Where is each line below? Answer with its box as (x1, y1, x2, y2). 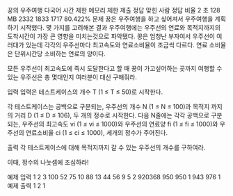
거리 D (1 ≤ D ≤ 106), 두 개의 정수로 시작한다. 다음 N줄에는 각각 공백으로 (14, 111, 210, 120)
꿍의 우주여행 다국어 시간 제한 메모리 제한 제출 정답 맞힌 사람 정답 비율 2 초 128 (7, 6, 220, 14)
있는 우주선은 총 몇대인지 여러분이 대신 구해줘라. (7, 73, 138, 81)
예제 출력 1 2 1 (7, 181, 46, 190)
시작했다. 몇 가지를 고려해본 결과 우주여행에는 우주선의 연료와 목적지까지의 (19, 24, 221, 31)
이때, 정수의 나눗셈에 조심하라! (7, 158, 89, 166)
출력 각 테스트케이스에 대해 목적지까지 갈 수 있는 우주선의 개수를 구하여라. (7, 143, 206, 152)
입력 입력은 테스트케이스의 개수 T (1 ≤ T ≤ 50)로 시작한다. (7, 88, 163, 96)
